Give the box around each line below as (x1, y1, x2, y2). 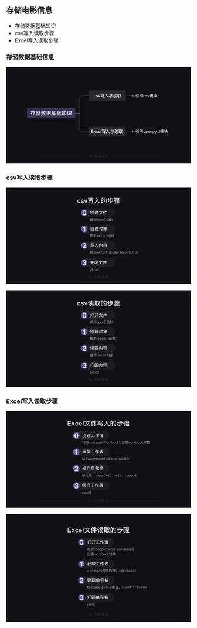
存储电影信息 (6, 5, 53, 16)
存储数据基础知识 (14, 22, 56, 29)
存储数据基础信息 (6, 53, 55, 61)
